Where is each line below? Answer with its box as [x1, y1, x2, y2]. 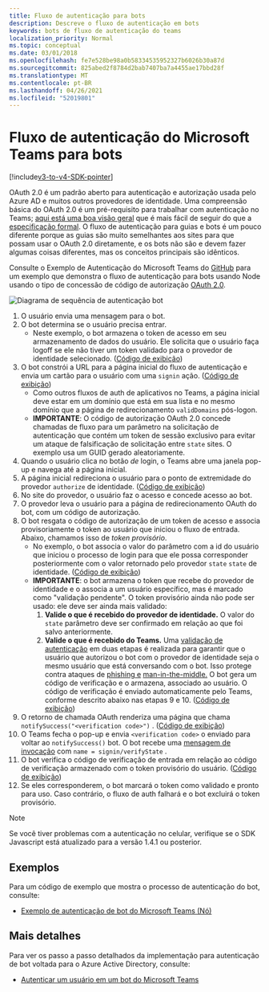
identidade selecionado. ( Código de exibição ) [32, 354, 183, 364]
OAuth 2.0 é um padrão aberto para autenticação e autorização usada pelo [9, 188, 257, 198]
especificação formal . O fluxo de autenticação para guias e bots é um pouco [9, 222, 262, 231]
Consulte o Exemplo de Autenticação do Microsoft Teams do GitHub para [9, 263, 251, 273]
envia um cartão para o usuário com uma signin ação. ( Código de [20, 371, 239, 381]
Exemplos [9, 860, 59, 874]
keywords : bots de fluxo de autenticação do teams [9, 27, 182, 35]
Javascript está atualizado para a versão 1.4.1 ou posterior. [9, 837, 203, 847]
